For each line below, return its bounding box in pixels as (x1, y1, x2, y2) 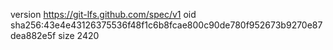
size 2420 (58, 30, 100, 41)
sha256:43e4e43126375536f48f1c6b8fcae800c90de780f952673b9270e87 (10, 19, 323, 31)
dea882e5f (10, 30, 57, 41)
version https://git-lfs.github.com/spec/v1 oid (10, 9, 197, 20)
